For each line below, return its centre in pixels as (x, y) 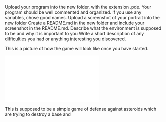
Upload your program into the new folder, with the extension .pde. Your (78, 7)
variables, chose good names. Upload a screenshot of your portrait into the (82, 18)
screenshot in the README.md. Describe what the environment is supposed (83, 28)
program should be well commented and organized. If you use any (73, 12)
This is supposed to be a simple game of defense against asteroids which (81, 109)
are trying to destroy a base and (38, 114)
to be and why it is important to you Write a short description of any (75, 33)
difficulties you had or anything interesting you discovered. (66, 39)
